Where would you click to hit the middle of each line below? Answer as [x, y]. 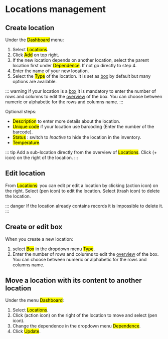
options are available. [34, 81]
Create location [30, 28]
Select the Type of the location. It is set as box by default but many [81, 76]
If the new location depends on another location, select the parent [81, 60]
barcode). [23, 132]
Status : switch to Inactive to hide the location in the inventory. [77, 137]
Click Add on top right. [36, 55]
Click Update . [27, 331]
